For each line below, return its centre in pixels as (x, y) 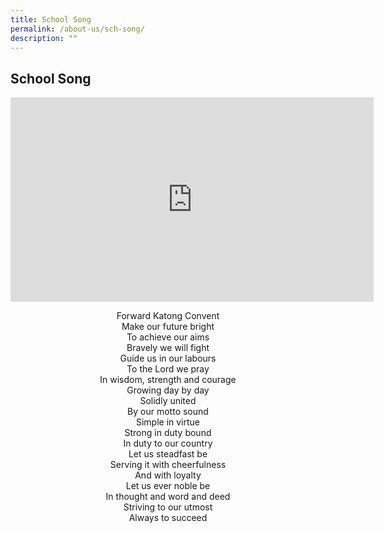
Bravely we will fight (168, 347)
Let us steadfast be (168, 453)
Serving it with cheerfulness (168, 464)
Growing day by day (168, 390)
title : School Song (51, 19)
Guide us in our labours (168, 358)
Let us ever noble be (168, 485)
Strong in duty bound (168, 432)
